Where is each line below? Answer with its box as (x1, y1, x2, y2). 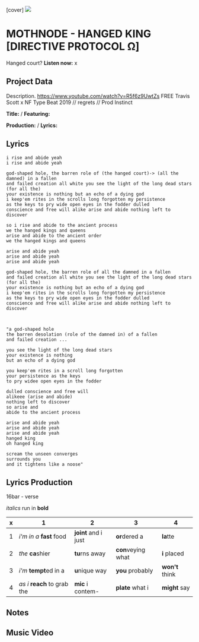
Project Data (6, 77, 53, 87)
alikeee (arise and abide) (6, 394, 73, 400)
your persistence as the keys (6, 373, 81, 379)
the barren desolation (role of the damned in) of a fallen (6, 331, 158, 337)
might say (162, 584, 190, 592)
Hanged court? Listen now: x (6, 59, 78, 67)
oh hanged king (6, 440, 44, 447)
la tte (162, 532, 175, 540)
